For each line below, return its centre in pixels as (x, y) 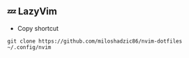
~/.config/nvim (29, 47)
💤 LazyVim (32, 12)
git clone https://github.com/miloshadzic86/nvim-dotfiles (95, 41)
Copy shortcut (38, 28)
